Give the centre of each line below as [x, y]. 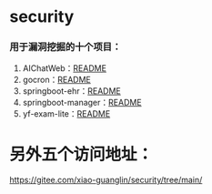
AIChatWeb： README [65, 68]
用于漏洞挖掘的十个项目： [66, 47]
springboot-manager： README [82, 103]
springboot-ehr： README [71, 91]
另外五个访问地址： [81, 154]
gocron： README [56, 80]
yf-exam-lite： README [66, 114]
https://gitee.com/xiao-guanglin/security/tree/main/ [106, 180]
